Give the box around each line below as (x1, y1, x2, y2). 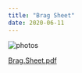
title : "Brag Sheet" (8, 11, 76, 20)
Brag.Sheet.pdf (8, 56, 57, 65)
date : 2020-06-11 (8, 19, 65, 27)
